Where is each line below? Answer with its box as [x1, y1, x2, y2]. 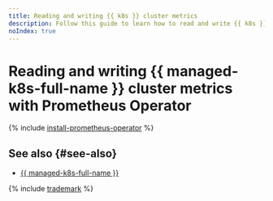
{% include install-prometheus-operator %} [8, 123, 154, 133]
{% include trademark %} [8, 184, 94, 194]
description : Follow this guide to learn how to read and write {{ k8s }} [8, 19, 267, 28]
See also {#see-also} [8, 147, 118, 160]
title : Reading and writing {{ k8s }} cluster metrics [8, 11, 198, 20]
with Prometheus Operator [8, 96, 192, 114]
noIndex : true [8, 27, 57, 35]
